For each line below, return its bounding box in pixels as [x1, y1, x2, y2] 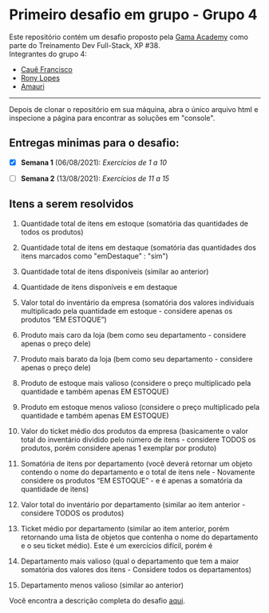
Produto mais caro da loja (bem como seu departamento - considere [20, 330, 247, 339]
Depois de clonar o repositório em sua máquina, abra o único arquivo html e [9, 104, 259, 114]
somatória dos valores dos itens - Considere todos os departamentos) [20, 564, 252, 574]
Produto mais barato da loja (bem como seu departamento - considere [20, 354, 253, 363]
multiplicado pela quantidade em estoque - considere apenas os [20, 306, 233, 315]
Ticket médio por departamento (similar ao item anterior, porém [20, 523, 230, 533]
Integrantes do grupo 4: [9, 49, 87, 58]
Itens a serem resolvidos [9, 198, 134, 211]
